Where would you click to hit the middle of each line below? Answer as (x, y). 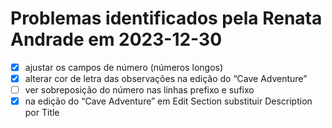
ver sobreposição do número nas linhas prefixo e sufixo (139, 90)
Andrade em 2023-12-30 (116, 39)
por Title (42, 113)
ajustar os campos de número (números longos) (124, 67)
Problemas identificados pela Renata (166, 18)
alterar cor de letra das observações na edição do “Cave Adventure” (166, 78)
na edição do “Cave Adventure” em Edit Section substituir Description (168, 101)
